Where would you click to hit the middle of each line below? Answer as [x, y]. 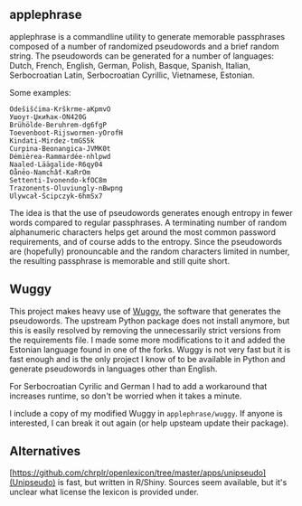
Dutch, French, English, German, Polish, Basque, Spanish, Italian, [130, 65]
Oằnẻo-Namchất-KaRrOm [50, 172]
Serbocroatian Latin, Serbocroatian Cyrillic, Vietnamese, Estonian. [132, 75]
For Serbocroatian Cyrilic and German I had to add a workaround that [138, 386]
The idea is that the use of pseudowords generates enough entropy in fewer [151, 212]
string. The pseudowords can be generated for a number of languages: [142, 56]
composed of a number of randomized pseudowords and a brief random [144, 46]
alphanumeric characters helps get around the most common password [143, 232]
